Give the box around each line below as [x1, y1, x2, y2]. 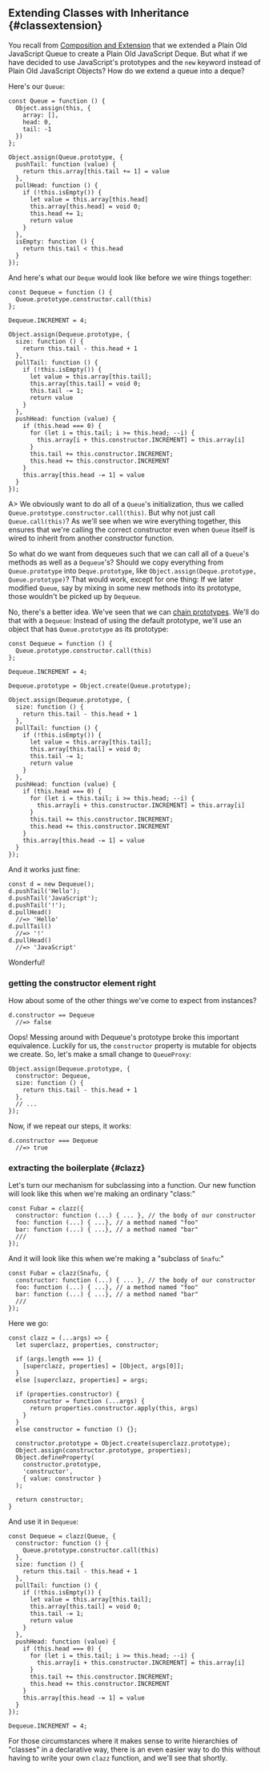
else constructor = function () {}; [15, 1426, 138, 1434]
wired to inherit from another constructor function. [8, 533, 175, 543]
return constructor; [15, 1496, 84, 1504]
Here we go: [8, 1319, 50, 1328]
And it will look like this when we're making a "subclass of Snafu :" [8, 1254, 224, 1263]
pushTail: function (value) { [15, 160, 116, 168]
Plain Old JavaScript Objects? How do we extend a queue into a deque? [8, 66, 245, 75]
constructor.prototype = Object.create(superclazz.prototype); [15, 1439, 231, 1448]
